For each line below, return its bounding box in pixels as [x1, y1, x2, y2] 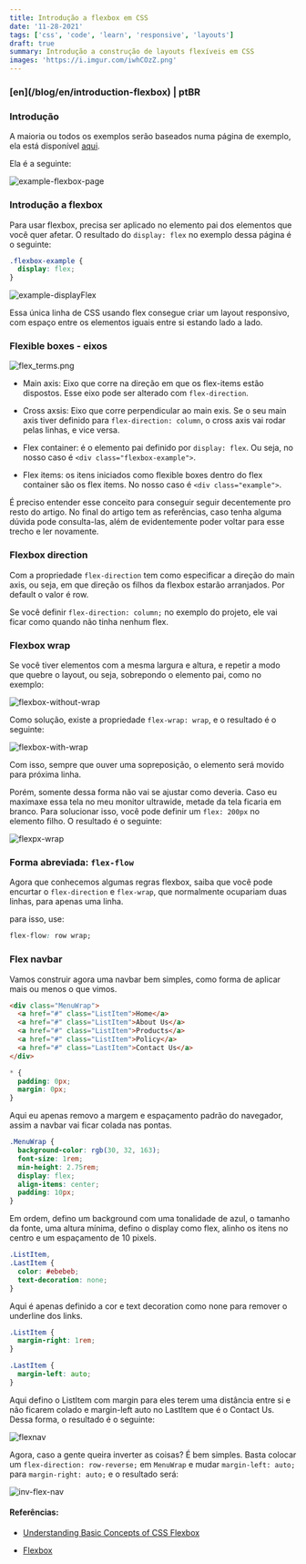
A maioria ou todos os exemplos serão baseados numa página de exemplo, [9, 131, 291, 142]
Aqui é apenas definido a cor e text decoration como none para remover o [9, 1300, 288, 1312]
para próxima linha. [9, 769, 82, 780]
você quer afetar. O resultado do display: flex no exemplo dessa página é [9, 229, 292, 240]
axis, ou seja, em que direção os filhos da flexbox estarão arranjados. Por [9, 579, 285, 590]
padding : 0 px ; [17, 1077, 71, 1086]
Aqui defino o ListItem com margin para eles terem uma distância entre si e [9, 1395, 291, 1406]
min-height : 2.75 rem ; [17, 1162, 100, 1171]
